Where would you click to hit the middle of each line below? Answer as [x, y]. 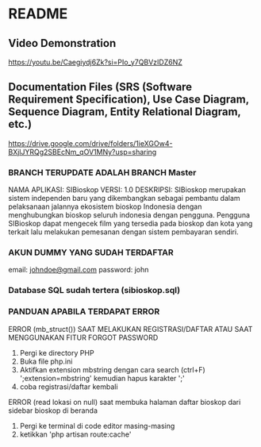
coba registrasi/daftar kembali [69, 387]
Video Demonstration [62, 43]
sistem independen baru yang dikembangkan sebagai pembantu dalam [124, 198]
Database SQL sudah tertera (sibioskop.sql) [94, 291]
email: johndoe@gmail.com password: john [79, 270]
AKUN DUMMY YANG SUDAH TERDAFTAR [91, 252]
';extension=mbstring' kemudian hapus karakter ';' [102, 378]
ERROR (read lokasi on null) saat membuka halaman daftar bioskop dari [125, 402]
